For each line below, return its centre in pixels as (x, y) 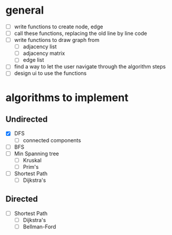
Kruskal (32, 160)
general (25, 10)
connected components (52, 140)
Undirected (27, 120)
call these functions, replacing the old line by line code (80, 33)
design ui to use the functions (50, 73)
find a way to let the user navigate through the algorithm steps (90, 67)
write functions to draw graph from (57, 40)
